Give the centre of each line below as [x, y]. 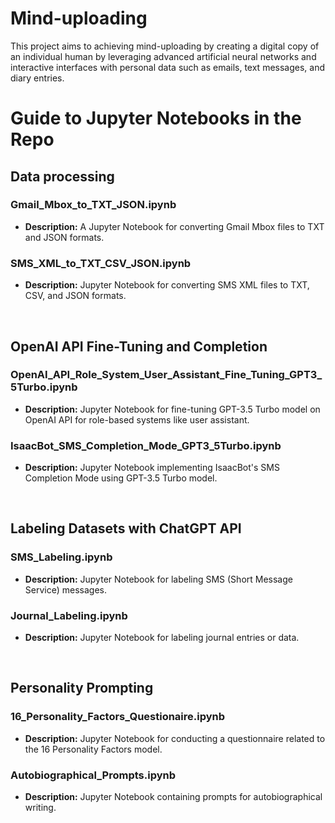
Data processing [62, 176]
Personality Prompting [82, 688]
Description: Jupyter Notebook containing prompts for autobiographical [173, 797]
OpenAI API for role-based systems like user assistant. [137, 419]
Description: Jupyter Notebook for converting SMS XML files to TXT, [167, 285]
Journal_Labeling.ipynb [69, 615]
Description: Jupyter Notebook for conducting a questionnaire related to [175, 738]
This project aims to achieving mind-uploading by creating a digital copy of [165, 46]
